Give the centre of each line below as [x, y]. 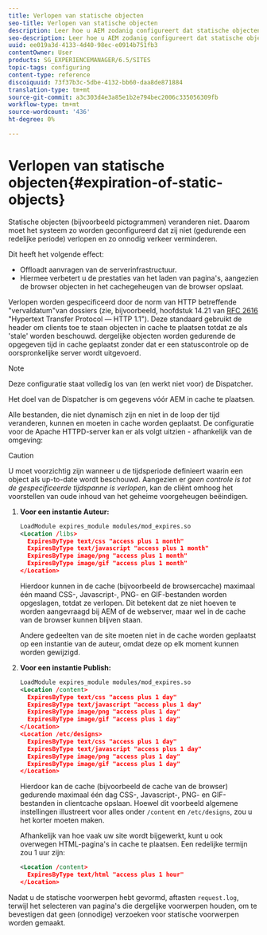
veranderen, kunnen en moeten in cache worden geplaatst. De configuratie [131, 422]
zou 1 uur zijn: [43, 853]
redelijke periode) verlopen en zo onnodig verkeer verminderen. [113, 238]
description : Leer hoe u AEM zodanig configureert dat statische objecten [135, 30]
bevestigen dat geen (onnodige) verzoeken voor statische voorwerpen [124, 914]
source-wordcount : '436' [49, 112]
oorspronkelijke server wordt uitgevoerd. [75, 352]
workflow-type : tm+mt [44, 104]
